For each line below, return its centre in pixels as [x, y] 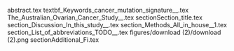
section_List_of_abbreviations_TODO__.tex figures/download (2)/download [114, 32]
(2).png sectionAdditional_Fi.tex [53, 40]
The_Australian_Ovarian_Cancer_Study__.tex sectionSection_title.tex [105, 17]
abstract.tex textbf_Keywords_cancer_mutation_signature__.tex [98, 10]
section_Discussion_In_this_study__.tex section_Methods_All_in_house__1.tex [117, 25]
